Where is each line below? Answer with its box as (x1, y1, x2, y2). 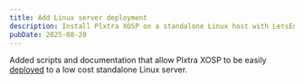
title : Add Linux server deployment (9, 13, 147, 23)
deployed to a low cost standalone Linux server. (9, 64, 188, 75)
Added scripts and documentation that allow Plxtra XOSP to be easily (9, 55, 267, 66)
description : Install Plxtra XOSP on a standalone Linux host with (9, 22, 270, 31)
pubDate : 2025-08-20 (9, 30, 88, 39)
